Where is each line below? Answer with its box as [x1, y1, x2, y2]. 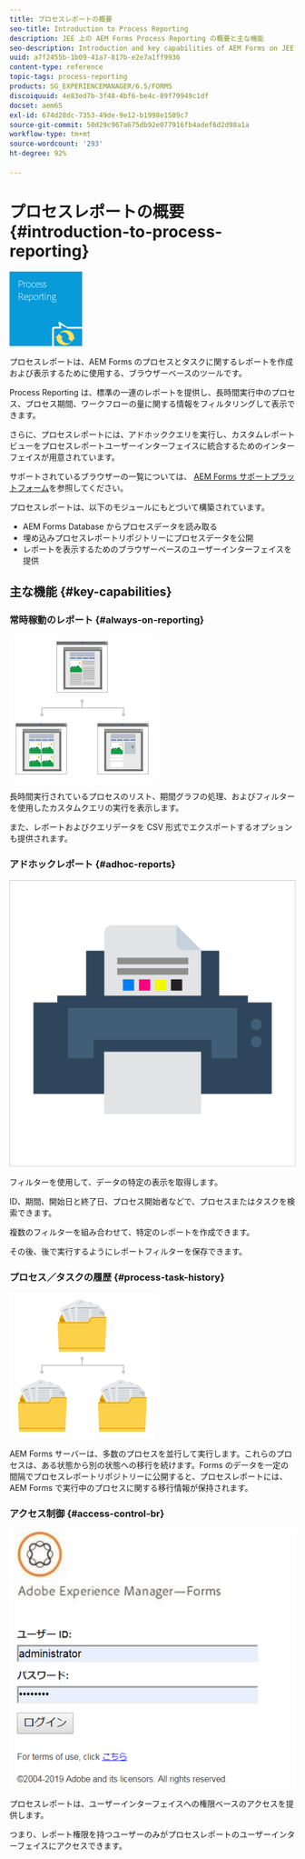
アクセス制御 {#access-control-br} [9, 1507, 165, 1520]
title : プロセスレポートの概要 [9, 15, 113, 24]
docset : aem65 [9, 101, 64, 110]
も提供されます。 [9, 833, 73, 845]
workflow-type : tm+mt [9, 130, 92, 139]
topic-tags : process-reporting [9, 73, 128, 82]
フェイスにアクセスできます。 [16, 1840, 127, 1851]
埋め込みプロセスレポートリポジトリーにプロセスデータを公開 [22, 532, 254, 543]
